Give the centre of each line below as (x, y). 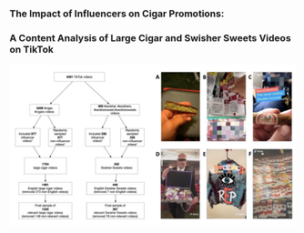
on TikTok (32, 49)
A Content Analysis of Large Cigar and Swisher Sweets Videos (150, 37)
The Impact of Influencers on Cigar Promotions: (117, 14)
